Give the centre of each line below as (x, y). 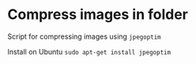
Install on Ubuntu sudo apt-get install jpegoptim (89, 51)
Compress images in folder (98, 15)
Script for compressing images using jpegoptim (84, 36)
